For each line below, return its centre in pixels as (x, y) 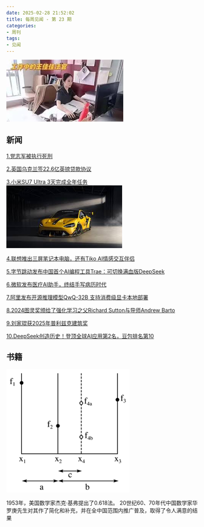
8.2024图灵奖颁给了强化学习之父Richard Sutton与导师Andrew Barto (91, 310)
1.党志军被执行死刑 (29, 156)
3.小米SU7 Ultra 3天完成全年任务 (47, 182)
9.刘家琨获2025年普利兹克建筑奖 (47, 323)
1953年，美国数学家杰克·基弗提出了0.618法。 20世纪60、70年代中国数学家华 (102, 503)
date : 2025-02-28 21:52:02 (40, 13)
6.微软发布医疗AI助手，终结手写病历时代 (56, 284)
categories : (21, 26)
